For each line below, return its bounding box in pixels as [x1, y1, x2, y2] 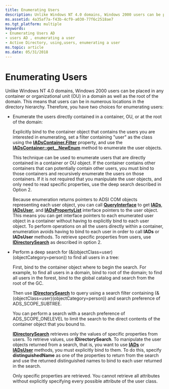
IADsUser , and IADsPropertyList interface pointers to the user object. [12, 207, 158, 213]
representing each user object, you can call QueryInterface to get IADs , [12, 202, 162, 208]
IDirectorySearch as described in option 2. [12, 239, 102, 245]
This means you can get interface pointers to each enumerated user [12, 213, 154, 219]
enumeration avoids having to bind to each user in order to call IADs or [12, 229, 159, 235]
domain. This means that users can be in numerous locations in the [5, 99, 144, 105]
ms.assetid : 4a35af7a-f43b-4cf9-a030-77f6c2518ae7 [5, 17, 114, 22]
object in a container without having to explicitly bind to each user [12, 218, 149, 224]
